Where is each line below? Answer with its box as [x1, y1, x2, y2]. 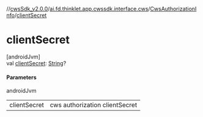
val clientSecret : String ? [6, 59, 67, 66]
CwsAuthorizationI [150, 5, 197, 12]
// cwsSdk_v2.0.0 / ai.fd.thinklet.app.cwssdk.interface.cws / [6, 5, 151, 12]
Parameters [6, 73, 37, 81]
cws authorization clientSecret [50, 101, 138, 109]
